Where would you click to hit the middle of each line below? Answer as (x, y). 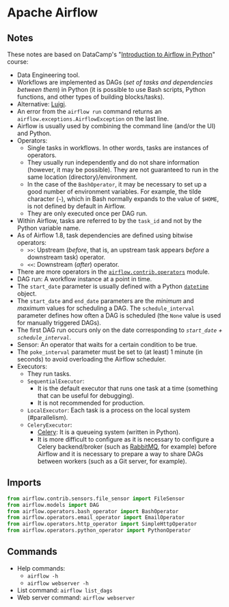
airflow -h (43, 576)
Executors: (32, 366)
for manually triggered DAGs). (59, 323)
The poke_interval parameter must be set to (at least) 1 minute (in (110, 352)
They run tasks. (49, 374)
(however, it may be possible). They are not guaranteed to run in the (123, 170)
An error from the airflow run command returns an (89, 111)
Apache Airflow (53, 13)
